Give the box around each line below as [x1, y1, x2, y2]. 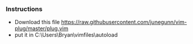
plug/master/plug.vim [14, 25, 69, 32]
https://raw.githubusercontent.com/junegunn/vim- [61, 19, 187, 26]
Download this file [14, 19, 60, 26]
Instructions [5, 5, 43, 13]
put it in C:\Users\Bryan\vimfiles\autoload [14, 31, 118, 39]
